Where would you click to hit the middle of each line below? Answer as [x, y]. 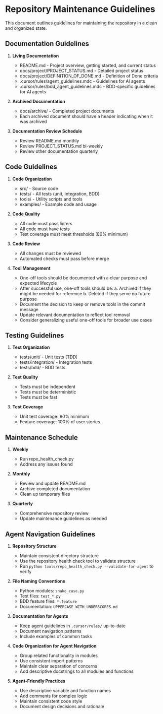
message [29, 309]
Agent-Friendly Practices [39, 681]
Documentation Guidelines [47, 44]
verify [26, 571]
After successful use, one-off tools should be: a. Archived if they [85, 288]
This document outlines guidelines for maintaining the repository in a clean [81, 23]
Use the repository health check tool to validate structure [78, 561]
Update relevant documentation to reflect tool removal [75, 315]
